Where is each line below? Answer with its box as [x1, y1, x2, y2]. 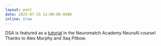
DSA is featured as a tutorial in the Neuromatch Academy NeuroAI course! [5, 30, 156, 36]
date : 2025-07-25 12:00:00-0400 [5, 12, 72, 17]
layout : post [5, 7, 32, 12]
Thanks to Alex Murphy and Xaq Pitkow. [5, 35, 87, 41]
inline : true [5, 16, 32, 21]
